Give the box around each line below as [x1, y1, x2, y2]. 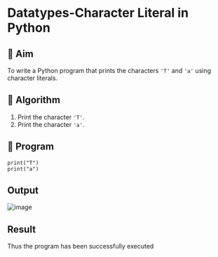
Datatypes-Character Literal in [7, 5, 189, 21]
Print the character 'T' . [17, 112, 85, 121]
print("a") [7, 165, 39, 173]
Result [7, 223, 36, 235]
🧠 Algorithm [7, 94, 61, 106]
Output [7, 185, 39, 197]
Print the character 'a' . [17, 120, 85, 128]
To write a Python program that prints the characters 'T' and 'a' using [7, 67, 212, 74]
